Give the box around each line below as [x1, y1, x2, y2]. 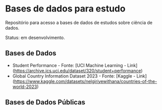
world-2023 [12, 83, 37, 89]
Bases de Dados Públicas [5, 98, 85, 106]
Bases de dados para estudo [5, 3, 126, 14]
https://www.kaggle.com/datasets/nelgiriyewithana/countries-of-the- [14, 78, 157, 84]
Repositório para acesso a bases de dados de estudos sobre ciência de [5, 19, 152, 25]
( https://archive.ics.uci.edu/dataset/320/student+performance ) [12, 67, 143, 73]
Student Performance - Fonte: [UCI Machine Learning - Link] [12, 62, 137, 68]
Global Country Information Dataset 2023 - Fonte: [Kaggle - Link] [12, 73, 147, 79]
